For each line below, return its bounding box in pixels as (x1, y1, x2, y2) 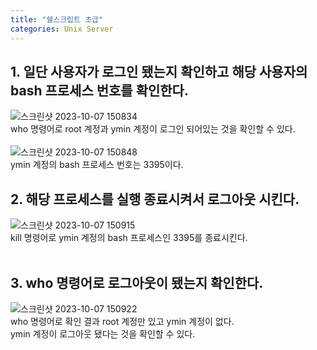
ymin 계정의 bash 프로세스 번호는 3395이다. (10, 159, 184, 171)
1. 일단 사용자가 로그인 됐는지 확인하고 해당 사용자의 (10, 63, 308, 80)
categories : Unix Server (10, 24, 114, 34)
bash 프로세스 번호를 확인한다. (10, 82, 189, 99)
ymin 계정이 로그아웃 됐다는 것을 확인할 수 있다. (10, 327, 196, 340)
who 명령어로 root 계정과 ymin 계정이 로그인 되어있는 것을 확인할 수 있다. (10, 123, 296, 135)
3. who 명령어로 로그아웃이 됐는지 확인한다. (10, 274, 264, 291)
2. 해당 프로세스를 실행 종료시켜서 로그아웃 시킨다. (10, 191, 300, 208)
